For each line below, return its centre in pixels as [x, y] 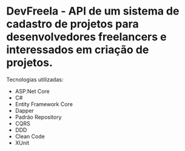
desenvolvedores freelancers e [86, 37]
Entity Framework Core [44, 104]
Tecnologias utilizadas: [35, 79]
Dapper [25, 110]
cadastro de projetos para [73, 24]
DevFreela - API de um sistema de [93, 11]
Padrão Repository [38, 117]
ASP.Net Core [32, 91]
